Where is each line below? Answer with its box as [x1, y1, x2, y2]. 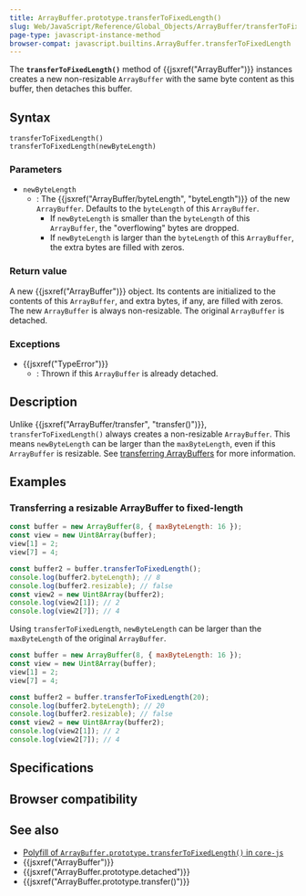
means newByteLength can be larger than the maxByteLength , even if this [9, 437, 276, 448]
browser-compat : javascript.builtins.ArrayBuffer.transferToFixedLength [9, 38, 291, 48]
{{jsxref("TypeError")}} [22, 358, 109, 369]
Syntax [9, 110, 51, 125]
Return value [9, 265, 67, 278]
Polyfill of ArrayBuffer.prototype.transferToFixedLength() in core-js [22, 847, 284, 858]
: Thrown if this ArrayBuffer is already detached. [36, 367, 219, 379]
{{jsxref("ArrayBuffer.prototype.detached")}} [22, 866, 191, 877]
